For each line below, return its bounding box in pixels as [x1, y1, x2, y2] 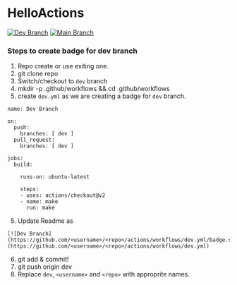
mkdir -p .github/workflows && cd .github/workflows [17, 85, 171, 93]
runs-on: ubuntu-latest [20, 174, 90, 181]
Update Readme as [17, 217, 73, 225]
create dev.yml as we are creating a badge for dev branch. [17, 92, 186, 100]
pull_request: [13, 136, 55, 144]
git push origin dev [17, 262, 73, 271]
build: [13, 161, 33, 169]
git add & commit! [17, 255, 69, 264]
